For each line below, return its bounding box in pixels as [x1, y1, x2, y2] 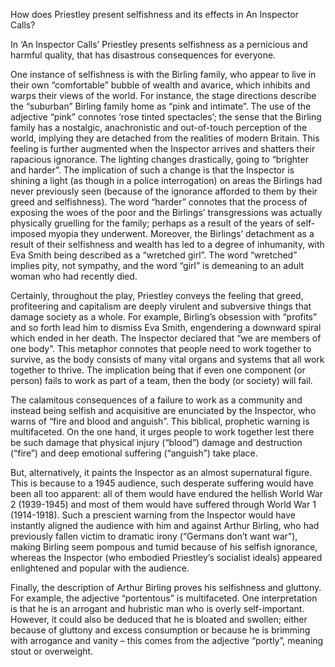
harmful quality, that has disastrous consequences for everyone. [10, 49, 277, 61]
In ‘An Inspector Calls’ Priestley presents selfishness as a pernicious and [10, 39, 308, 50]
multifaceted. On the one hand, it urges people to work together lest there [10, 426, 315, 438]
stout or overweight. [10, 645, 94, 657]
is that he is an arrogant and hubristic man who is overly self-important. [10, 603, 305, 614]
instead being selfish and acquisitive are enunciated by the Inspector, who [10, 405, 317, 416]
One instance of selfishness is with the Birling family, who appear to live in [10, 69, 317, 80]
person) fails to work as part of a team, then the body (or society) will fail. [10, 375, 313, 386]
